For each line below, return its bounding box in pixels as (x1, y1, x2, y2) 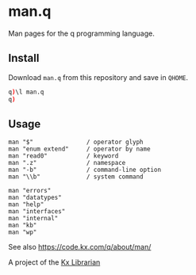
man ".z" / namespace (8, 159, 126, 167)
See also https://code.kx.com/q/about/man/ (8, 243, 152, 252)
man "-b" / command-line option (8, 166, 161, 174)
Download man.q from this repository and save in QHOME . (8, 72, 189, 82)
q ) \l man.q (8, 88, 44, 96)
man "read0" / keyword (8, 152, 119, 160)
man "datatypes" (8, 193, 62, 202)
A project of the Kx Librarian (8, 258, 101, 267)
